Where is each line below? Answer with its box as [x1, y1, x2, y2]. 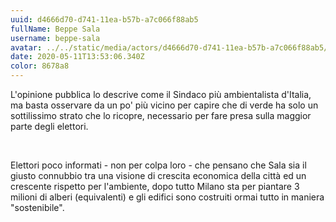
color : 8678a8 [10, 61, 70, 71]
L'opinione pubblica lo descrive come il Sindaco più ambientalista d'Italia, [10, 89, 312, 100]
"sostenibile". [10, 202, 65, 213]
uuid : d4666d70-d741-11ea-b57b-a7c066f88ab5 [10, 14, 199, 25]
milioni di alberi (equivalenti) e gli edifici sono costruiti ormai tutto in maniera [10, 191, 325, 203]
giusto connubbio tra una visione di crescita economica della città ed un [10, 170, 307, 181]
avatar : [10, 42, 43, 53]
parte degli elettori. [10, 121, 89, 132]
